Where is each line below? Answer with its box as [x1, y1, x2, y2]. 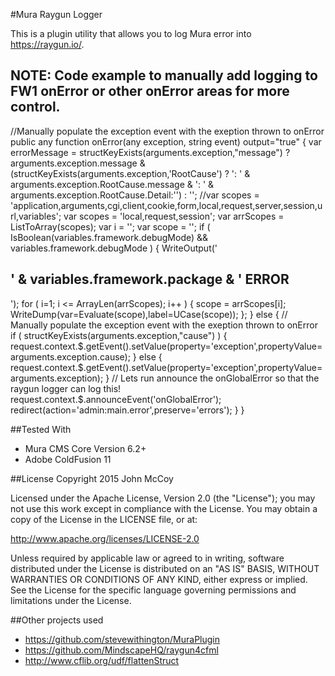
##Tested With [10, 423, 72, 435]
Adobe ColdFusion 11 [24, 453, 112, 465]
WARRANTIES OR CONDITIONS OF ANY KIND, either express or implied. [10, 573, 308, 585]
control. [10, 99, 61, 116]
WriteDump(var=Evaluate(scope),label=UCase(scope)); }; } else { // [10, 308, 288, 320]
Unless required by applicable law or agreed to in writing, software [10, 552, 285, 564]
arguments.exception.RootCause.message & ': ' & [10, 178, 215, 190]
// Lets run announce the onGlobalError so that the [111, 372, 320, 384]
